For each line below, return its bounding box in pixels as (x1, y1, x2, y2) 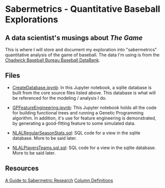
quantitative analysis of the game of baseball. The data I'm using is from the (5, 52, 160, 58)
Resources (5, 164, 39, 173)
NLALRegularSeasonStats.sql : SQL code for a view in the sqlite (12, 130, 141, 136)
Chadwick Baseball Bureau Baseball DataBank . (5, 57, 100, 63)
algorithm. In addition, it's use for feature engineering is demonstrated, (12, 115, 157, 121)
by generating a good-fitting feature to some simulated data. (12, 120, 136, 126)
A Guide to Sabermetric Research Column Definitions (5, 177, 114, 183)
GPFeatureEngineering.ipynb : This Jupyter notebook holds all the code (12, 105, 157, 111)
